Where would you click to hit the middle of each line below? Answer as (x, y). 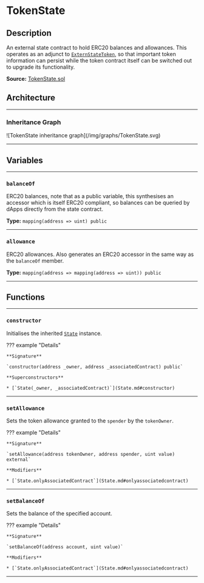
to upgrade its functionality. (41, 67)
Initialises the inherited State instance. (54, 333)
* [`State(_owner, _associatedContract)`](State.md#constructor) (90, 388)
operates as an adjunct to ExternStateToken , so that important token (91, 54)
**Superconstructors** (35, 378)
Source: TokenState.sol (36, 79)
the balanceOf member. (35, 260)
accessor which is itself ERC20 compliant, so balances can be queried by (98, 203)
